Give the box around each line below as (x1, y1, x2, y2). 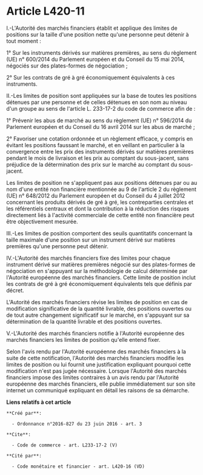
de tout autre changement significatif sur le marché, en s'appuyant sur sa (6, 311, 190, 319)
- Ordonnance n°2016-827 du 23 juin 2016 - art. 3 (12, 421, 142, 427)
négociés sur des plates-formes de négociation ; (6, 62, 128, 69)
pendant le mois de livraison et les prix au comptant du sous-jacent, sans (6, 154, 189, 162)
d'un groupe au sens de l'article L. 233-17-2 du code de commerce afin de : (6, 105, 196, 112)
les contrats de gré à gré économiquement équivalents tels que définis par (6, 280, 193, 287)
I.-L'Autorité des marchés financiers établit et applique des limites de (6, 24, 178, 32)
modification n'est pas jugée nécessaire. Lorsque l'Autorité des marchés (6, 367, 187, 375)
